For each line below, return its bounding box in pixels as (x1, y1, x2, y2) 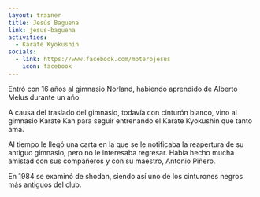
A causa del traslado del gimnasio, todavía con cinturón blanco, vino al (8, 108, 238, 117)
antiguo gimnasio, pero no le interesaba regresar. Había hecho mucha (8, 148, 235, 157)
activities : (8, 33, 47, 42)
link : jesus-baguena (8, 26, 76, 34)
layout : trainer (8, 11, 61, 20)
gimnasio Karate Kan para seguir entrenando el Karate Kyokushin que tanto (8, 115, 253, 126)
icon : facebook (22, 63, 72, 71)
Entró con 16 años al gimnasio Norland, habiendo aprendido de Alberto (8, 84, 238, 93)
